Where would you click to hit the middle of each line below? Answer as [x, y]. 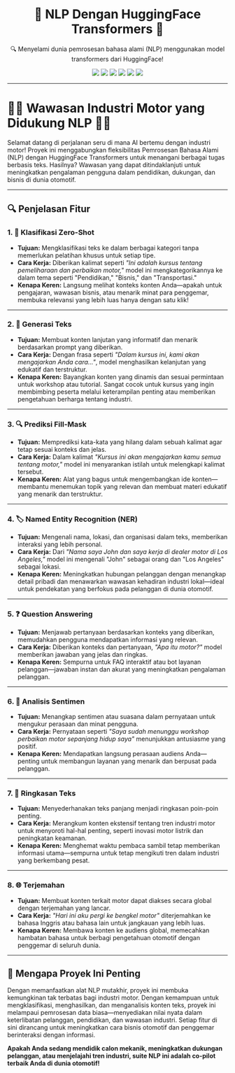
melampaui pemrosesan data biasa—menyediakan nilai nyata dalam [105, 1013]
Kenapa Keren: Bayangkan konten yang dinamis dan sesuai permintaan [121, 376]
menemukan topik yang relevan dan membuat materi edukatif [138, 487]
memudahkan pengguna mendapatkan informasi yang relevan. [107, 639]
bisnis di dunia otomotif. [42, 179]
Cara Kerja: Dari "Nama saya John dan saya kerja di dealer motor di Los [122, 552]
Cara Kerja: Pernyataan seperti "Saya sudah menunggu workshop [113, 732]
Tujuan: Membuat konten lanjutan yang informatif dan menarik [107, 339]
